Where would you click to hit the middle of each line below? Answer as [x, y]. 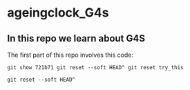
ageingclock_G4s [58, 13]
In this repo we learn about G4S [76, 38]
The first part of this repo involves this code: [70, 55]
